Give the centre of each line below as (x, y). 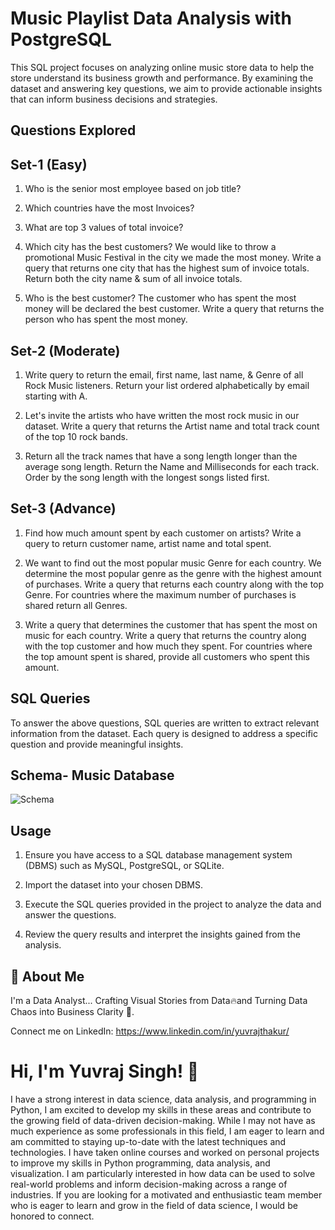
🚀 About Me (47, 976)
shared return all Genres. (76, 605)
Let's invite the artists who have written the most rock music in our (162, 415)
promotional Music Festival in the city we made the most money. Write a (173, 258)
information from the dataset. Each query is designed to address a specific (164, 733)
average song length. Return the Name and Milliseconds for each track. (172, 466)
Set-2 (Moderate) (65, 350)
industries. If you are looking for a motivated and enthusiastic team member (166, 1194)
